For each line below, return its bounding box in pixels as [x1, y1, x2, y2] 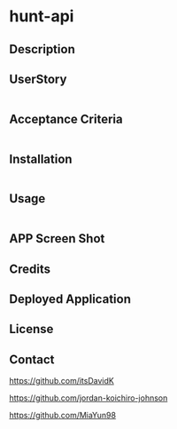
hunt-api [9, 6, 74, 27]
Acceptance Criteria [9, 111, 123, 126]
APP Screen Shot [9, 231, 105, 246]
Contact [9, 352, 55, 367]
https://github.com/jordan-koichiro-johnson [9, 393, 168, 403]
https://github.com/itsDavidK [9, 376, 115, 386]
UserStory [9, 71, 67, 86]
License [9, 322, 54, 337]
